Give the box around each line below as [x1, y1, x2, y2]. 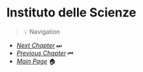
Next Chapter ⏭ [16, 41, 63, 49]
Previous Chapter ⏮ [16, 49, 74, 57]
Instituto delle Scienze [6, 5, 137, 21]
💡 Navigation [23, 27, 60, 36]
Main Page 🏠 [16, 57, 56, 65]
